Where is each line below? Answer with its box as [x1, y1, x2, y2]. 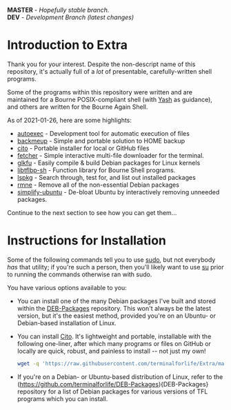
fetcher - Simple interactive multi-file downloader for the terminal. [17, 151, 205, 159]
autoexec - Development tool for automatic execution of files [17, 129, 190, 137]
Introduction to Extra [7, 37, 128, 53]
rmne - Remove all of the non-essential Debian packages [17, 181, 179, 189]
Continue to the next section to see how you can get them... [7, 208, 177, 216]
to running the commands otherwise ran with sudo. [7, 270, 152, 278]
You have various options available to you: [7, 283, 128, 291]
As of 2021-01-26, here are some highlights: [7, 116, 132, 124]
